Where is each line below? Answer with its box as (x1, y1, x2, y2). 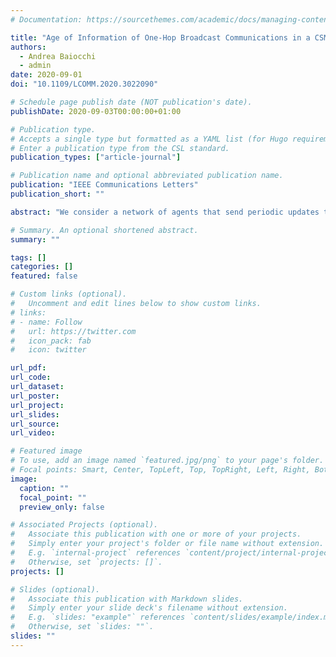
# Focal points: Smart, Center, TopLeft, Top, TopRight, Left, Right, (10, 465, 311, 475)
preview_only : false (19, 502, 105, 512)
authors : (10, 42, 47, 52)
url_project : (10, 400, 65, 410)
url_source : (10, 419, 60, 429)
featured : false (10, 271, 78, 281)
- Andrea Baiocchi (19, 51, 97, 61)
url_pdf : (10, 363, 47, 373)
